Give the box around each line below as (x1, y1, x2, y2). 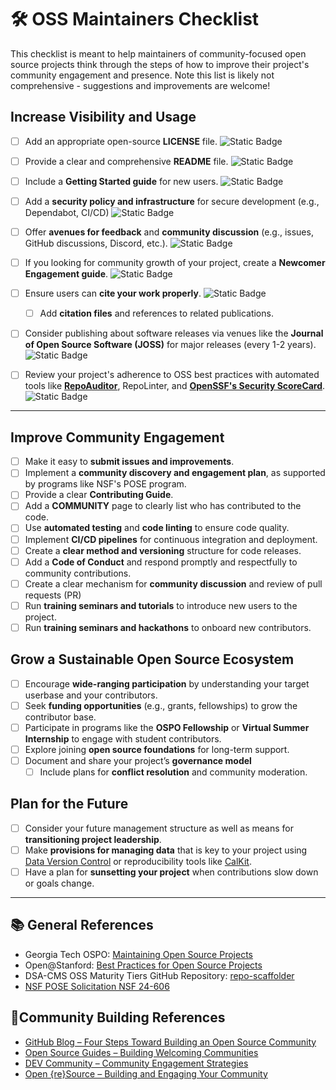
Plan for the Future (10, 796, 129, 813)
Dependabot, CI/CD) (24, 207, 110, 218)
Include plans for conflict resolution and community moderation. (39, 766, 308, 778)
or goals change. (24, 877, 95, 890)
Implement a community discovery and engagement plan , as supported (24, 467, 326, 479)
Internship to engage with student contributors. (24, 732, 222, 745)
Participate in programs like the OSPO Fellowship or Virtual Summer (24, 721, 310, 733)
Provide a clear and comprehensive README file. (24, 155, 229, 167)
